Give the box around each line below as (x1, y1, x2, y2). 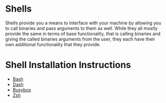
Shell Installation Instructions (5, 59, 132, 71)
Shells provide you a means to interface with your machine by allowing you (5, 20, 161, 26)
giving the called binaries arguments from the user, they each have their (5, 36, 155, 42)
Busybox (12, 87, 31, 93)
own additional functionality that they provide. (5, 41, 101, 47)
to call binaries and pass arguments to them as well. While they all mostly (5, 25, 158, 31)
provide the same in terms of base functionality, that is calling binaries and (5, 30, 161, 37)
